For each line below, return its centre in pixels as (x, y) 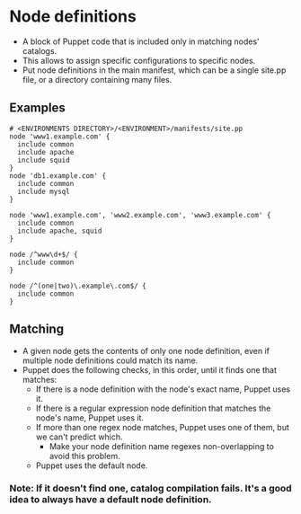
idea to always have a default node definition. (111, 500)
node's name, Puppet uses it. (90, 417)
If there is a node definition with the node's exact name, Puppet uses (163, 389)
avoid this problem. (84, 456)
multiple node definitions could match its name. (110, 360)
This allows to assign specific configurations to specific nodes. (139, 60)
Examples (37, 108)
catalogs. (40, 50)
